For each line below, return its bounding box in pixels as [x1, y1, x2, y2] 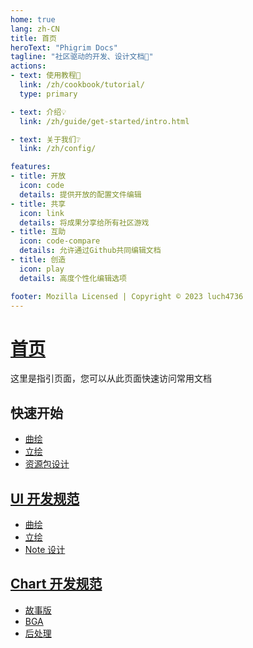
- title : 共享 [10, 199, 67, 209]
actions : [10, 61, 47, 71]
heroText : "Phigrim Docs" [10, 42, 118, 53]
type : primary [19, 89, 78, 99]
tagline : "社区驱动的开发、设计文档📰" [10, 52, 154, 62]
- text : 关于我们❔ [10, 134, 82, 145]
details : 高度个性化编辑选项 [19, 273, 127, 283]
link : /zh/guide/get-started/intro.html [19, 116, 190, 126]
